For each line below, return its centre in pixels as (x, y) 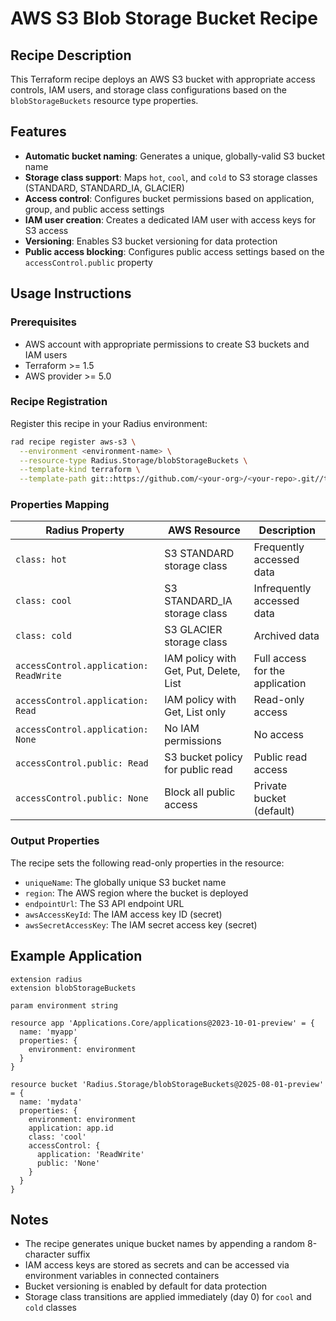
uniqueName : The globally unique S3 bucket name (125, 882)
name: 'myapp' (48, 1032)
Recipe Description (71, 55)
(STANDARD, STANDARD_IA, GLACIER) (104, 188)
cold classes (50, 1308)
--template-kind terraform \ (80, 470)
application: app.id (71, 1128)
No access (279, 735)
